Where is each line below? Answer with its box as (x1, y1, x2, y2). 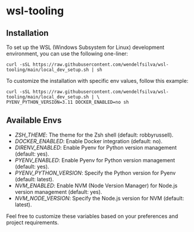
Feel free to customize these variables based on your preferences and (6, 212, 179, 219)
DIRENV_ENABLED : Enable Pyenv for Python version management (14, 144, 177, 151)
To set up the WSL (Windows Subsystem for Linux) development (6, 44, 165, 51)
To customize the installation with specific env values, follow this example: (6, 78, 189, 84)
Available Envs (6, 115, 62, 126)
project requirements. (6, 219, 60, 226)
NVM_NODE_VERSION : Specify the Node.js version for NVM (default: (14, 194, 184, 202)
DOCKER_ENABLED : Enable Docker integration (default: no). (14, 137, 162, 144)
